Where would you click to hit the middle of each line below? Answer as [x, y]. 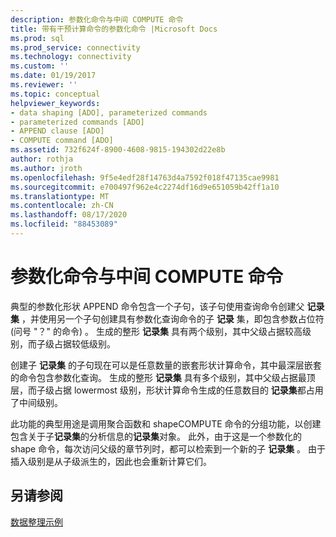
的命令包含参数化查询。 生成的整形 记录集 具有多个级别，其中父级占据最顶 [163, 377]
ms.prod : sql [37, 38]
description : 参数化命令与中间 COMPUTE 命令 [97, 19]
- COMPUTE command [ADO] [62, 141]
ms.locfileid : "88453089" [64, 224]
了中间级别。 [36, 402]
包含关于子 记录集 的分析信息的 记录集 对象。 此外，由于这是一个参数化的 [156, 436]
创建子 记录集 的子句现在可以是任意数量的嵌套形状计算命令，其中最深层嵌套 [166, 365]
